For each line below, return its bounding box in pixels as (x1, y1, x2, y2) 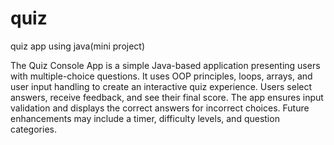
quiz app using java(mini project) (10, 40, 146, 52)
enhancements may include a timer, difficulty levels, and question (10, 112, 280, 124)
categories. (10, 123, 57, 135)
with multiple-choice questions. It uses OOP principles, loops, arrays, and (10, 70, 313, 82)
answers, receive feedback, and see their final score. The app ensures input (10, 91, 324, 103)
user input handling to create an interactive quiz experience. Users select (10, 80, 313, 92)
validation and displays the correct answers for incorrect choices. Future (10, 102, 310, 114)
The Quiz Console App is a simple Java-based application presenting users (10, 59, 321, 71)
